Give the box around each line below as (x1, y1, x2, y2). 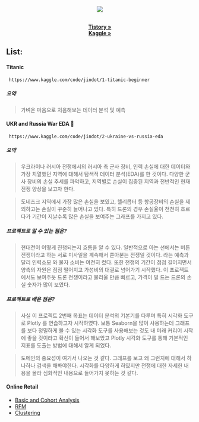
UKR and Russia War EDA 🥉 (6, 120, 74, 128)
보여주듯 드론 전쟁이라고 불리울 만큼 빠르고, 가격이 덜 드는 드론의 (36, 274, 186, 281)
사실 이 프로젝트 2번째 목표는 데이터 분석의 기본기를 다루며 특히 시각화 (20, 312, 183, 319)
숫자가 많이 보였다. (27, 281, 70, 288)
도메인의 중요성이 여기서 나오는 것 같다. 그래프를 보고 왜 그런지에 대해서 (20, 354, 186, 361)
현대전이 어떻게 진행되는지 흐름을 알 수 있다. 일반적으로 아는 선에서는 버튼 (20, 244, 191, 251)
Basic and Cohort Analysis (14, 396, 80, 404)
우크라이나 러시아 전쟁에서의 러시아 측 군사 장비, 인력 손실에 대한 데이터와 (20, 163, 191, 170)
